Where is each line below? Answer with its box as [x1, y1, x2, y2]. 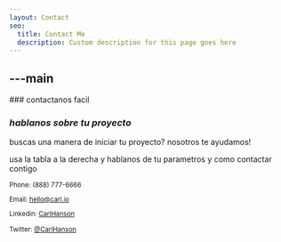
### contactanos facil [9, 94, 90, 105]
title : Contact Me [17, 29, 86, 38]
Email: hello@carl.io [9, 195, 69, 205]
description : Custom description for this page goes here [17, 37, 237, 47]
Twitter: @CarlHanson [9, 224, 77, 234]
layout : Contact [9, 12, 69, 22]
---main [9, 70, 54, 85]
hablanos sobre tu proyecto [9, 117, 132, 129]
